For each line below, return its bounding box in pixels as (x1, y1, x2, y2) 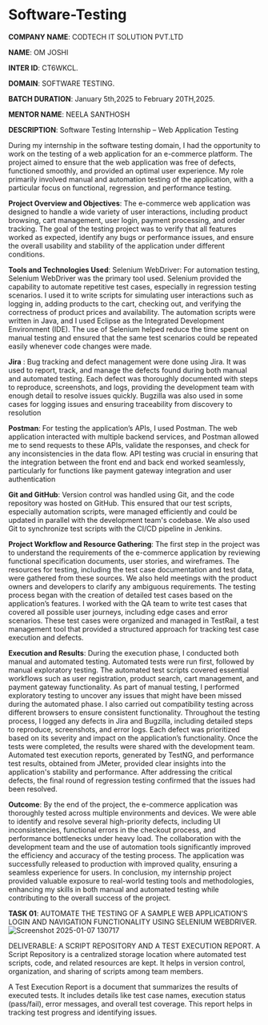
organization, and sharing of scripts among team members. (8, 966, 204, 976)
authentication (8, 474, 56, 484)
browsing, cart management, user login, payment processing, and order (8, 215, 246, 225)
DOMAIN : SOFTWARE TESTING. (8, 78, 115, 88)
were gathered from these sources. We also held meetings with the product (8, 573, 258, 583)
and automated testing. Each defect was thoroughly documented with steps (8, 373, 258, 383)
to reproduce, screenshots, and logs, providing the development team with (8, 382, 254, 392)
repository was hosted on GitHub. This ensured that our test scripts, (8, 498, 233, 508)
